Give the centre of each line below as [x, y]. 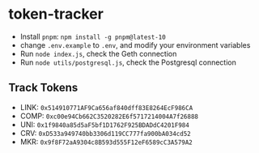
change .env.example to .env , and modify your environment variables [135, 45]
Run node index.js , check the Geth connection [98, 53]
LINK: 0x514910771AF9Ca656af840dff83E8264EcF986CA [106, 107]
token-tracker [56, 14]
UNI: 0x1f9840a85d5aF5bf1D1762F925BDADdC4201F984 [105, 124]
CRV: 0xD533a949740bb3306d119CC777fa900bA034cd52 [106, 133]
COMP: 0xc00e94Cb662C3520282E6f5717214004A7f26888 [109, 116]
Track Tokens [43, 88]
